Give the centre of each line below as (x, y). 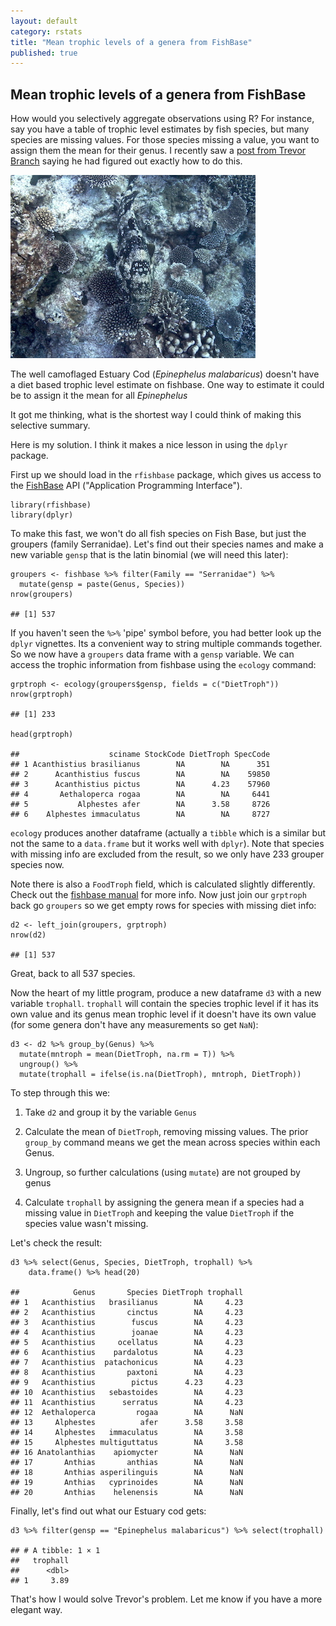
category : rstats (46, 31)
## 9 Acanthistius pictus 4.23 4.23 (127, 1383)
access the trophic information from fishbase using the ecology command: (163, 665)
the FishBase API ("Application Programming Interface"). (126, 486)
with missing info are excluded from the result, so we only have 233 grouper (167, 854)
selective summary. (50, 426)
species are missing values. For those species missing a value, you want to (165, 140)
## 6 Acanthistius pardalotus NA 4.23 (127, 1353)
